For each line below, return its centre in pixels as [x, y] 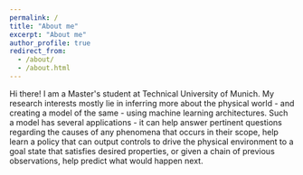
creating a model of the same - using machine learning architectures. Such [149, 113]
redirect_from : [38, 51]
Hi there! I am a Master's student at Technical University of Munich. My [142, 93]
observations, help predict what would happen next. [106, 161]
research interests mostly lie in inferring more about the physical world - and [152, 103]
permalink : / [34, 18]
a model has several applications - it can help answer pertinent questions [146, 122]
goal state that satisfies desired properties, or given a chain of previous [142, 151]
